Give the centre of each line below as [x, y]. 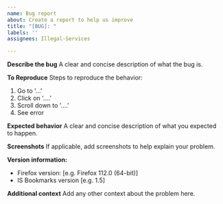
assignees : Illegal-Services [49, 39]
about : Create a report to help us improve [70, 20]
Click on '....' [34, 98]
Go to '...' [30, 91]
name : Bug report [32, 13]
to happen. [22, 133]
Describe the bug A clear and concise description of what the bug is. [105, 64]
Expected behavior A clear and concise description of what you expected [112, 126]
